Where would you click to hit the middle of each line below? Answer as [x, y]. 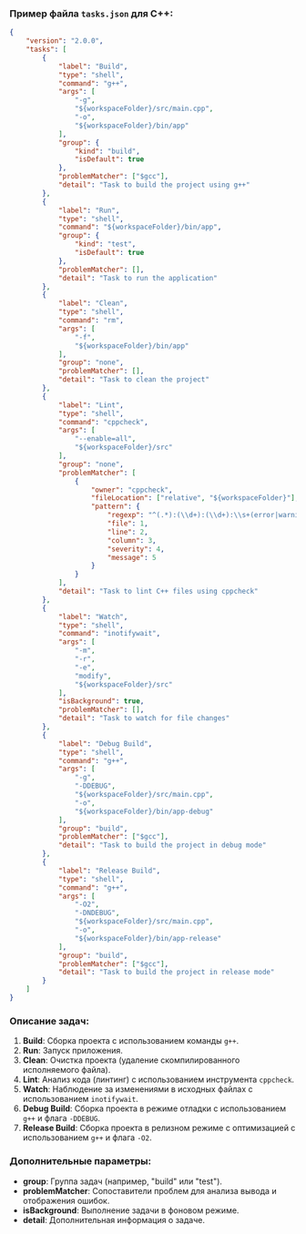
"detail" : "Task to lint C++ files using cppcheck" [158, 592]
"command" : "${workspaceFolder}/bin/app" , [140, 227]
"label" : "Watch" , [93, 617]
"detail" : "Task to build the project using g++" [154, 185]
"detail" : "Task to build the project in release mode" [166, 973]
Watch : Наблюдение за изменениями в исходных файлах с [138, 1089]
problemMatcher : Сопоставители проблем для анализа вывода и [149, 1190]
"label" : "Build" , [93, 66]
